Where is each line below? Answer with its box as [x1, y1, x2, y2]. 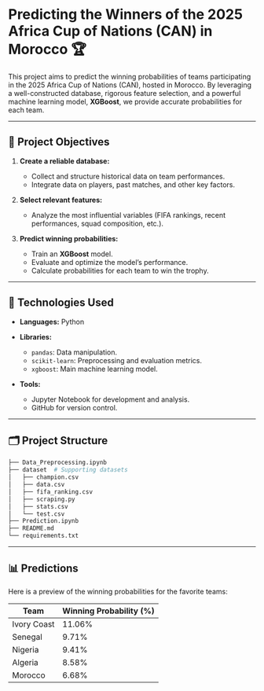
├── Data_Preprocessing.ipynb [8, 458, 108, 467]
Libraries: [19, 332, 53, 341]
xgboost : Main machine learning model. [31, 364, 159, 373]
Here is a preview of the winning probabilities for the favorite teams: [8, 586, 228, 596]
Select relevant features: [19, 195, 103, 204]
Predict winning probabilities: [19, 233, 119, 243]
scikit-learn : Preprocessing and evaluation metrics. [31, 355, 203, 365]
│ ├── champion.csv [8, 473, 79, 481]
